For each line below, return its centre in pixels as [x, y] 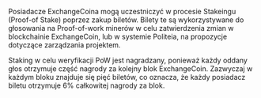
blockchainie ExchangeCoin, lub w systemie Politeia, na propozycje [118, 36]
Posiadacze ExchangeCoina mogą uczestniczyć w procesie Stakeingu [122, 11]
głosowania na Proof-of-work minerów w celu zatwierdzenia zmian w [121, 28]
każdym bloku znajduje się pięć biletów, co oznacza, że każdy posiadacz [127, 77]
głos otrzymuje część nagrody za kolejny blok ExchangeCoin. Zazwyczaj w [130, 69]
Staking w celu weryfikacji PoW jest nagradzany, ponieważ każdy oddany [128, 60]
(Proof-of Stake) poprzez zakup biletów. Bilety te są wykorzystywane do [126, 20]
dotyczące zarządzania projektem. [64, 45]
